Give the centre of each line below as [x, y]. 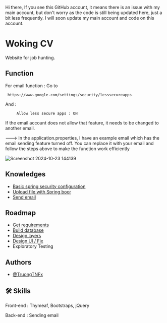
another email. [20, 128]
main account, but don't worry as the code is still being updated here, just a [84, 13]
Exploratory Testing [33, 246]
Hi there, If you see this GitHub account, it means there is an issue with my [83, 7]
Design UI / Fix [28, 241]
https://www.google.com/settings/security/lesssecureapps [70, 95]
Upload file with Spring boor [42, 191]
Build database [28, 230]
